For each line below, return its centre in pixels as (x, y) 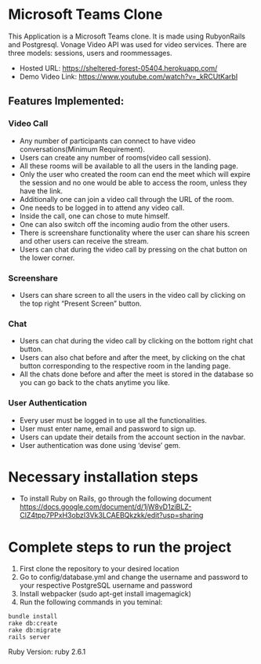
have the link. (41, 191)
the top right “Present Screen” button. (80, 303)
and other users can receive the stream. (84, 240)
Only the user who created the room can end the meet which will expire (135, 174)
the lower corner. (47, 258)
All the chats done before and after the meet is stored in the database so (136, 374)
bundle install (33, 617)
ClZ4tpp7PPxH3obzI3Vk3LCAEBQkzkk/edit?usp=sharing (111, 515)
